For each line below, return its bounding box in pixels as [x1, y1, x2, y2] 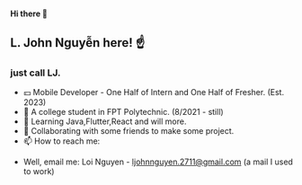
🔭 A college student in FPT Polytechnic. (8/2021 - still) [22, 107, 224, 118]
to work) [22, 166, 55, 177]
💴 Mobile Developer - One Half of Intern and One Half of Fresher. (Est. [22, 87, 285, 98]
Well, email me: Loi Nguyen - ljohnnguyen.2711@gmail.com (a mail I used [22, 156, 293, 167]
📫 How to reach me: [22, 136, 101, 146]
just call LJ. [10, 66, 61, 79]
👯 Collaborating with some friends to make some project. [22, 126, 235, 137]
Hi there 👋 [10, 8, 48, 19]
